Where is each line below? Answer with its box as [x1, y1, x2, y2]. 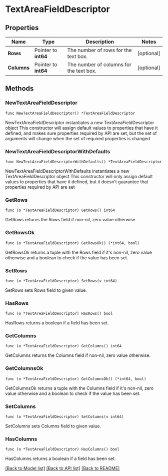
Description [85, 39, 114, 45]
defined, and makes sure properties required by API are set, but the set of [5, 130, 157, 136]
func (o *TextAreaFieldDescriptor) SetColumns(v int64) [5, 414, 124, 419]
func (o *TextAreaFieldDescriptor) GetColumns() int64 [5, 344, 122, 349]
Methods [5, 84, 34, 93]
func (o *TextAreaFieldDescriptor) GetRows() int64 [5, 208, 115, 213]
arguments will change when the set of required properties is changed [5, 135, 150, 141]
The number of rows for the [67, 47, 132, 54]
